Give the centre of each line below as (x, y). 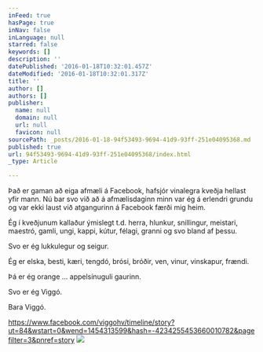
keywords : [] (29, 52)
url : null (31, 125)
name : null (33, 111)
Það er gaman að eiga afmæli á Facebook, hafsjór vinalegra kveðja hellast (127, 191)
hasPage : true (31, 23)
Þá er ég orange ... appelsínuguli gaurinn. (75, 277)
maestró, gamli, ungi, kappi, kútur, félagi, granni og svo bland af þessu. (123, 231)
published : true (35, 147)
